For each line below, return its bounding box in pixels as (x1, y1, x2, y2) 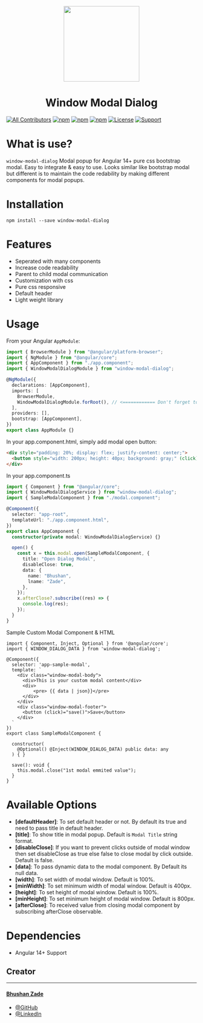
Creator (6, 966, 36, 976)
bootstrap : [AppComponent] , (11, 416, 83, 422)
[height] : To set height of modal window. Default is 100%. (14, 888, 159, 896)
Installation (6, 198, 64, 211)
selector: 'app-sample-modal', (11, 662, 91, 668)
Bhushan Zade (6, 990, 43, 997)
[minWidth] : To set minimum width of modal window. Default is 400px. (14, 882, 192, 889)
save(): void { (11, 762, 50, 768)
